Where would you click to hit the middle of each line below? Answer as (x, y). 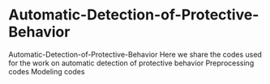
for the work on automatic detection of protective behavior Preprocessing (131, 63)
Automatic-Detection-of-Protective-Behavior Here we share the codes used (135, 54)
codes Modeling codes (47, 71)
